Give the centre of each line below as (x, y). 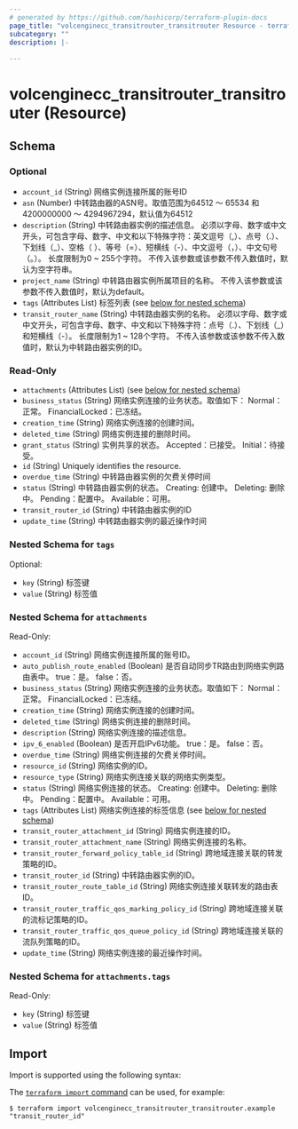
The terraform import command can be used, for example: (117, 1092)
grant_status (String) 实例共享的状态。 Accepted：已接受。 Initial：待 (149, 445)
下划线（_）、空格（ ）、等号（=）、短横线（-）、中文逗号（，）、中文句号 (149, 247)
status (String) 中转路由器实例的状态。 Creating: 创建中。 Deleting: (145, 488)
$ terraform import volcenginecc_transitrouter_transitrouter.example (142, 1109)
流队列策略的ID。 (53, 942)
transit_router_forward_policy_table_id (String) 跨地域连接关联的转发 (153, 853)
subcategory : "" (39, 34)
